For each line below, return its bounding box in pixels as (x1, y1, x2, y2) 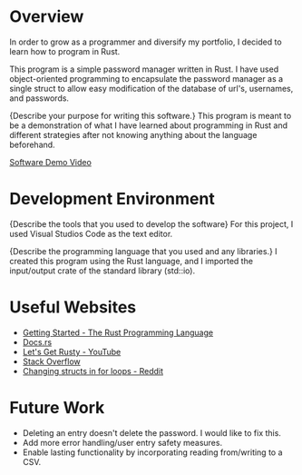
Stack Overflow (22, 356, 82, 367)
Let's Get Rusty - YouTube (22, 346, 122, 357)
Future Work (9, 398, 105, 418)
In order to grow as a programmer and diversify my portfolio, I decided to (9, 36, 283, 47)
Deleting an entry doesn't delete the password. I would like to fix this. (22, 427, 281, 438)
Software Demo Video (9, 156, 93, 167)
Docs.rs (22, 336, 53, 347)
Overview (9, 6, 84, 27)
